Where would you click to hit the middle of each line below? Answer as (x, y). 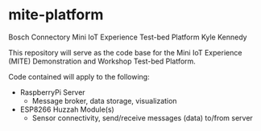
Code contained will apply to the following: (79, 76)
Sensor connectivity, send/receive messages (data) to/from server (143, 117)
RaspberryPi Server (53, 92)
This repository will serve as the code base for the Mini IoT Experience (125, 52)
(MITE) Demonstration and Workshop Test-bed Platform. (102, 61)
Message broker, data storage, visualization (104, 100)
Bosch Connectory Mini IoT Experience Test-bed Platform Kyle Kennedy (128, 37)
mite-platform (56, 15)
